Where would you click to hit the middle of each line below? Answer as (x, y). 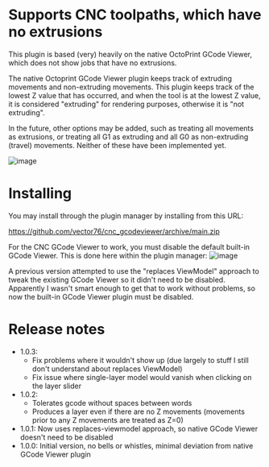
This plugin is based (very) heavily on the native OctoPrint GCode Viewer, (130, 54)
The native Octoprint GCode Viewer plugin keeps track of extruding (120, 78)
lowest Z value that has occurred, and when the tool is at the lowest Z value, (134, 95)
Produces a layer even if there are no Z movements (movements (139, 411)
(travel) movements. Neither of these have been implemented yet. (118, 145)
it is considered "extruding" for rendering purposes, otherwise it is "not (126, 104)
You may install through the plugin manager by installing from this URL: (126, 216)
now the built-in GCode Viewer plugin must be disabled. (101, 296)
